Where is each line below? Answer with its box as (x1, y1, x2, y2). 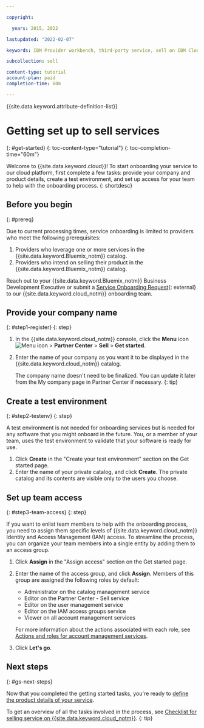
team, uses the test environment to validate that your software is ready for (6, 437, 192, 445)
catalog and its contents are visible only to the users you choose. (15, 475, 178, 482)
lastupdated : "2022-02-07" (6, 36, 75, 43)
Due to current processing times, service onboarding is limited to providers (6, 227, 194, 235)
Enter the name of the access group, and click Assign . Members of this (15, 570, 194, 577)
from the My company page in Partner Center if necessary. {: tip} (15, 378, 178, 386)
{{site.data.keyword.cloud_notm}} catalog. (15, 360, 121, 367)
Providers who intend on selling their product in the (15, 258, 144, 266)
